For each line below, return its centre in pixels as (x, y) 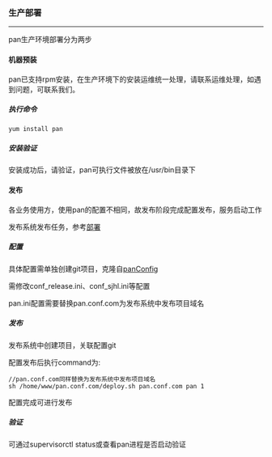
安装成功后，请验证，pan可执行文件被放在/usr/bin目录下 (102, 170)
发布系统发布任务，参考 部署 (55, 226)
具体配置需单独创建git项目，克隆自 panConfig (83, 269)
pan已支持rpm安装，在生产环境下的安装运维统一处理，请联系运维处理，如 (132, 79)
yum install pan (36, 129)
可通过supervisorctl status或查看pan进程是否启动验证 (97, 444)
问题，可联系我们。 (47, 89)
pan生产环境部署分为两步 (50, 40)
